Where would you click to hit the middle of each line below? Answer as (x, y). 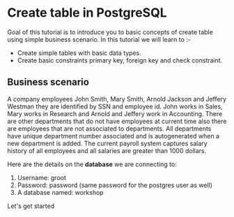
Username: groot (41, 177)
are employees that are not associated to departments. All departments (109, 128)
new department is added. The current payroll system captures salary (107, 143)
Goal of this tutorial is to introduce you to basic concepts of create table (110, 32)
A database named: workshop (60, 192)
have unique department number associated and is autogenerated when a (113, 136)
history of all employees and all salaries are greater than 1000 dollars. (107, 150)
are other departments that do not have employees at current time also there (117, 121)
